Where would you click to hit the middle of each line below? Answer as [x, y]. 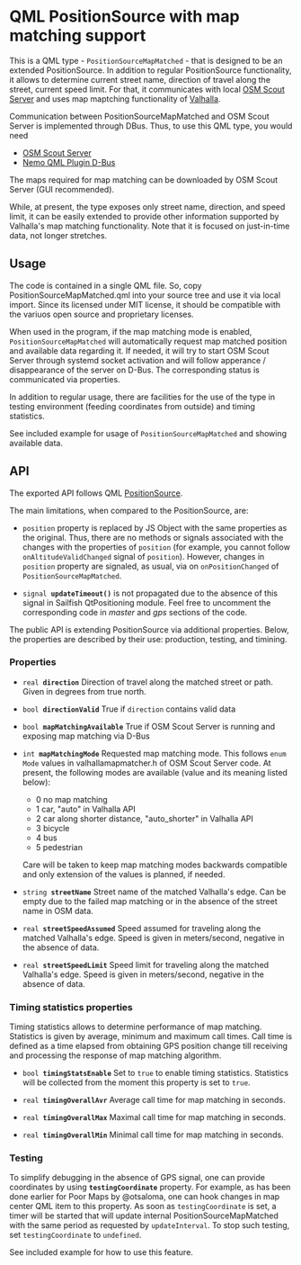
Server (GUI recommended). [62, 189]
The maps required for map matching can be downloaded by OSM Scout [144, 179]
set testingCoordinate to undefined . [75, 1235]
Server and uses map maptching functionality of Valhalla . [115, 99]
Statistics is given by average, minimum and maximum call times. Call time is [151, 1036]
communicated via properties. [65, 379]
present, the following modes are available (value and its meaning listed [155, 772]
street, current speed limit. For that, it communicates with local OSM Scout [147, 89]
